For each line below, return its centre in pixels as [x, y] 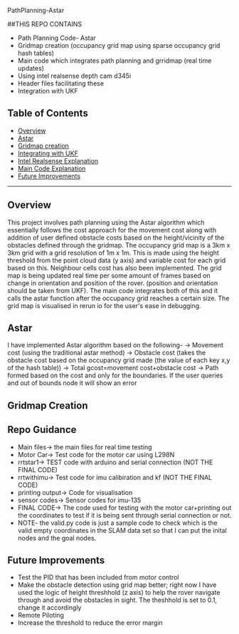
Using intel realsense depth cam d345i [74, 76]
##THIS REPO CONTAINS [45, 24]
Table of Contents [48, 113]
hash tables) [36, 53]
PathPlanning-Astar [36, 10]
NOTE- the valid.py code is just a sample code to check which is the [118, 523]
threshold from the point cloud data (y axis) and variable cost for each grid [117, 260]
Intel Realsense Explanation [58, 160]
